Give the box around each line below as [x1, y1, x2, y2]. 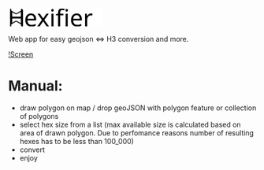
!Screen [8, 50, 34, 59]
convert [19, 145, 46, 154]
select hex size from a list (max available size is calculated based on [19, 120, 242, 129]
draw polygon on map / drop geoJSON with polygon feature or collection [19, 103, 257, 113]
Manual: [8, 77, 63, 95]
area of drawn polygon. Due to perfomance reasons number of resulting [19, 128, 255, 138]
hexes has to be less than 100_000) [19, 136, 134, 146]
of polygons [19, 111, 59, 120]
